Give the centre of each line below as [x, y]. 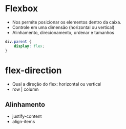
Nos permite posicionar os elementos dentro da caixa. [66, 22]
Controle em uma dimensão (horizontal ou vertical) [63, 27]
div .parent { [18, 41]
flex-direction [33, 70]
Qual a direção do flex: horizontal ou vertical [57, 84]
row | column [25, 89]
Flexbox [21, 9]
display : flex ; [29, 46]
